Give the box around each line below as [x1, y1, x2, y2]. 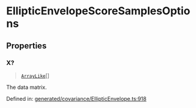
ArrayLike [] [20, 72, 50, 79]
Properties [6, 41, 47, 51]
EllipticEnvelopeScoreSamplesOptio [6, 4, 191, 18]
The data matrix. [6, 84, 47, 91]
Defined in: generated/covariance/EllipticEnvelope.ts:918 [6, 95, 147, 102]
